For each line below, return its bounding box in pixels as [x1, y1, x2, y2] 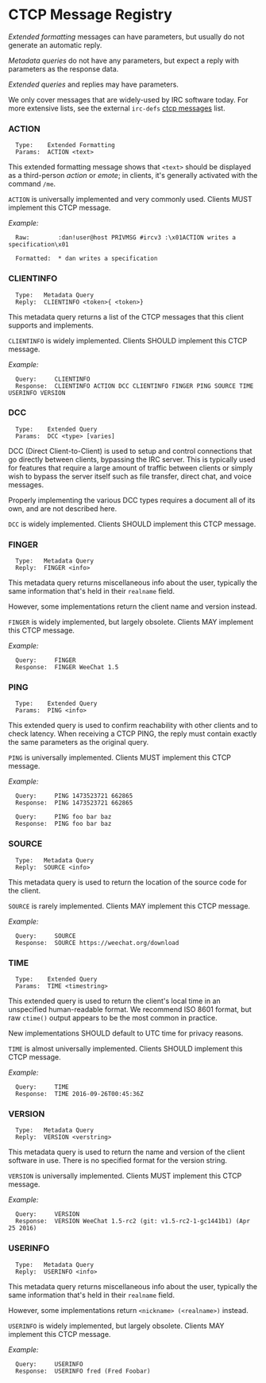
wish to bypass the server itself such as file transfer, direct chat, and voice [8, 471, 252, 481]
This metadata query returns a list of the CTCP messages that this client [8, 312, 244, 321]
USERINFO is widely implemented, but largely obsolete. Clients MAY [8, 1321, 225, 1331]
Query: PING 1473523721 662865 [15, 792, 133, 800]
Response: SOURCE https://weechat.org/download [15, 939, 179, 947]
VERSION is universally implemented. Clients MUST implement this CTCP [8, 1171, 242, 1181]
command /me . [8, 179, 56, 188]
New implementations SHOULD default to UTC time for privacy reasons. [8, 1029, 244, 1038]
